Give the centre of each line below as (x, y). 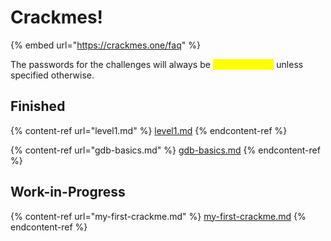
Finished (38, 106)
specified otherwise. (52, 75)
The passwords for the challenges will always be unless (157, 64)
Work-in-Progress (68, 192)
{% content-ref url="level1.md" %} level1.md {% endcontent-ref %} (149, 130)
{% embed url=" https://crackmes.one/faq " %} (105, 45)
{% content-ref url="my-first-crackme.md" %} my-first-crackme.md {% (158, 216)
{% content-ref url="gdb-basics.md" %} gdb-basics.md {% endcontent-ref (165, 150)
